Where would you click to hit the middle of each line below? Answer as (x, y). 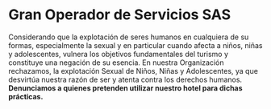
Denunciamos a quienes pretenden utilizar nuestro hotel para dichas (126, 88)
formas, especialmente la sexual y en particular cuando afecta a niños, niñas (136, 45)
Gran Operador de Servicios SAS (120, 15)
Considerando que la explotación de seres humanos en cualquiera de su (129, 37)
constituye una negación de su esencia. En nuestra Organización (116, 63)
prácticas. (26, 96)
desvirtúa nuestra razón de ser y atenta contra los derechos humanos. (125, 79)
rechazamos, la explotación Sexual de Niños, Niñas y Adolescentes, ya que (133, 71)
